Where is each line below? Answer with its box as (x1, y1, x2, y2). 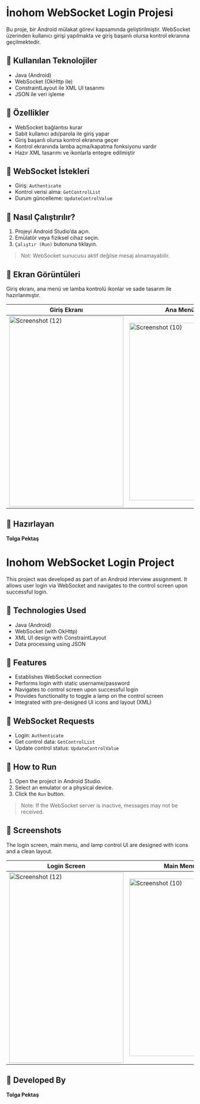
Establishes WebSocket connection (14, 673, 102, 681)
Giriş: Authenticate (14, 182, 61, 189)
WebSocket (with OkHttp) (14, 627, 78, 635)
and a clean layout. (6, 848, 53, 855)
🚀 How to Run (6, 762, 57, 772)
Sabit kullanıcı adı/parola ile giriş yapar (14, 130, 110, 137)
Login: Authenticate (14, 732, 64, 739)
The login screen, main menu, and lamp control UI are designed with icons (6, 841, 189, 848)
